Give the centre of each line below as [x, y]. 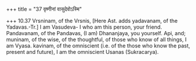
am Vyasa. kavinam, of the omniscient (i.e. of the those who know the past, [98, 46]
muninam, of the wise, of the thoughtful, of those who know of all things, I [97, 39]
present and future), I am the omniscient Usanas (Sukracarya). [83, 52]
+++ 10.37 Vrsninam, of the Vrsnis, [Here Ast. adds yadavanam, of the [92, 21]
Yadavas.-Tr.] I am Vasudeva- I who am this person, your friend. [84, 27]
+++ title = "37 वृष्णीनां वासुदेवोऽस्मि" [44, 9]
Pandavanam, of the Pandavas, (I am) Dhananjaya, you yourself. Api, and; [96, 33]
